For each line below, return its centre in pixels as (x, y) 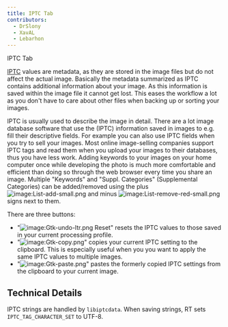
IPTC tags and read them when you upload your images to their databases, (112, 151)
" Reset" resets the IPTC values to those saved (119, 228)
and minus (102, 194)
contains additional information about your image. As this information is (108, 86)
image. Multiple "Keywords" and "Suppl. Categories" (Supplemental (102, 179)
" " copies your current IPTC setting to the (107, 242)
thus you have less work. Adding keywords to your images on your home (109, 157)
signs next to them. (34, 201)
